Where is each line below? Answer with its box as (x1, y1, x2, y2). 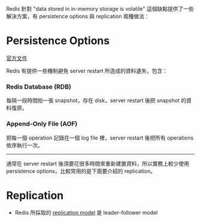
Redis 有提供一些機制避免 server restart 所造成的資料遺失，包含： (6, 67, 168, 74)
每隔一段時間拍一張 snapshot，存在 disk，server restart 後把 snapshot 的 (6, 97, 187, 104)
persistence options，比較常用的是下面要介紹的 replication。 (6, 167, 156, 175)
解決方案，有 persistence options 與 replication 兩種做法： (6, 13, 150, 20)
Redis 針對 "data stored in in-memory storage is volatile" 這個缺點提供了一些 (6, 5, 194, 12)
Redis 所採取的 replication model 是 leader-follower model (14, 209, 158, 217)
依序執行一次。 (6, 141, 43, 148)
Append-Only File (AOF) (6, 120, 78, 128)
